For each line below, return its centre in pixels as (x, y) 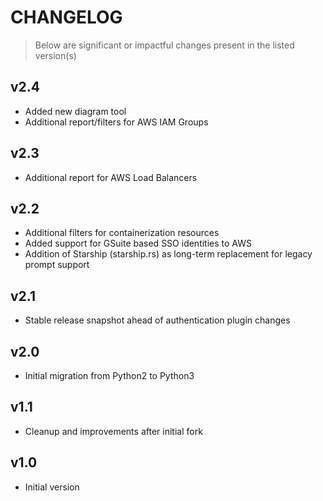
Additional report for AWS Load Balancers (111, 177)
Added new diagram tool (75, 111)
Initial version (52, 487)
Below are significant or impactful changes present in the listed (164, 45)
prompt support (57, 265)
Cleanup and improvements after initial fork (113, 431)
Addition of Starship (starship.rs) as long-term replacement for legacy (168, 254)
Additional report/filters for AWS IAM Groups (116, 122)
